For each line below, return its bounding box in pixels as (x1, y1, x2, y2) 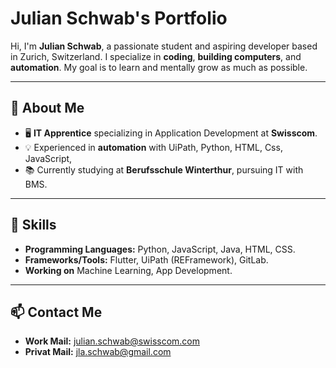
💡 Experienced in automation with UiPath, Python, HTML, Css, (24, 141, 283, 153)
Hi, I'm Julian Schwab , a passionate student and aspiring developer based (10, 40, 318, 52)
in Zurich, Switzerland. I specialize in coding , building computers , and (10, 50, 302, 62)
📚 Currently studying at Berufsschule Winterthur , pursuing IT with (24, 163, 304, 176)
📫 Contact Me (10, 303, 103, 321)
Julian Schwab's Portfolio (10, 7, 228, 30)
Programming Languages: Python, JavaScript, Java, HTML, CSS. (24, 243, 296, 255)
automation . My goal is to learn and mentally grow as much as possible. (10, 61, 308, 73)
